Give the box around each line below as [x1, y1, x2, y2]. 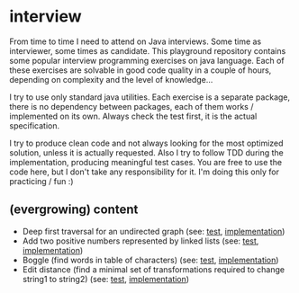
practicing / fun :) [9, 175, 74, 186]
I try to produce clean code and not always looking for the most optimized [9, 138, 284, 148]
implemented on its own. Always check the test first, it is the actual [9, 111, 258, 121]
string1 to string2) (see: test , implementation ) [22, 273, 190, 284]
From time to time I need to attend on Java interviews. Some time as [9, 36, 262, 47]
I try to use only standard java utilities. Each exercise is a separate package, [9, 92, 291, 102]
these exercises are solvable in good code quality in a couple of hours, [9, 65, 272, 75]
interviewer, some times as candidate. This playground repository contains [9, 45, 286, 56]
